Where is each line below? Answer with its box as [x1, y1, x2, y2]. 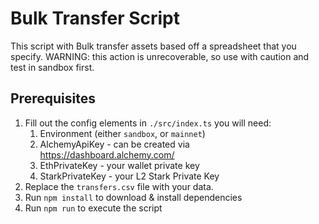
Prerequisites [10, 90, 96, 107]
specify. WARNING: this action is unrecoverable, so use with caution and [10, 50, 310, 62]
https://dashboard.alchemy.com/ [39, 148, 175, 161]
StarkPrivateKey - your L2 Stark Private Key [39, 170, 220, 182]
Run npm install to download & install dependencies [24, 191, 243, 203]
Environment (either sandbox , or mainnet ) [39, 127, 206, 139]
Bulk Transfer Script [10, 7, 180, 30]
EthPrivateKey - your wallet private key [39, 159, 200, 171]
